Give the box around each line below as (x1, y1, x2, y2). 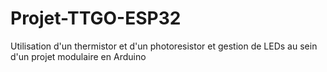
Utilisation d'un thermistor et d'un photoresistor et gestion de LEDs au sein (10, 40, 318, 52)
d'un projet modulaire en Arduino (10, 50, 147, 62)
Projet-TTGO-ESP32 (10, 7, 182, 30)
